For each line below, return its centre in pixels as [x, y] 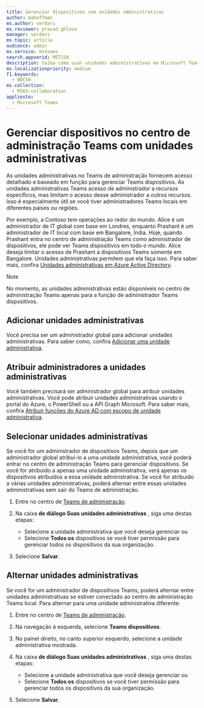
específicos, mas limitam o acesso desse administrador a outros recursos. [99, 195]
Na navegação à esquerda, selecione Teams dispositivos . [88, 626]
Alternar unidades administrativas [72, 576]
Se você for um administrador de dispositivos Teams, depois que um [92, 451]
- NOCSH [22, 80]
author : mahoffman [29, 18]
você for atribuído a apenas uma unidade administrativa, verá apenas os [97, 470]
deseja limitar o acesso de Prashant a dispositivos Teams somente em [94, 252]
